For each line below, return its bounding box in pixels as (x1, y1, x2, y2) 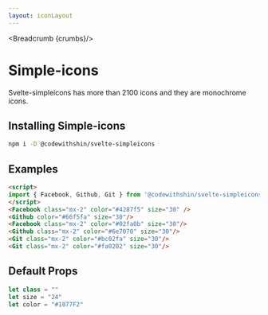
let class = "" (8, 286, 59, 294)
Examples (8, 162, 58, 176)
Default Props (8, 264, 78, 278)
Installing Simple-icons (8, 119, 126, 132)
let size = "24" (8, 293, 62, 301)
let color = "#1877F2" (8, 300, 84, 309)
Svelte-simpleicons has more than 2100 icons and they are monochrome (8, 87, 246, 97)
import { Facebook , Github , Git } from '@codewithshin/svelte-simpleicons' (8, 190, 266, 199)
